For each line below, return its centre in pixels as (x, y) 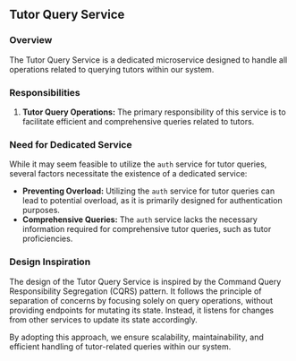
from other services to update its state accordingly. (104, 319)
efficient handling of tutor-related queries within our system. (120, 346)
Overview (31, 40)
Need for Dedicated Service (71, 144)
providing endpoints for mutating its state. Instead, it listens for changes (142, 310)
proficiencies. (47, 239)
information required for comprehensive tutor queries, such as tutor (147, 229)
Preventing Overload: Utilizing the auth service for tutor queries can (148, 191)
